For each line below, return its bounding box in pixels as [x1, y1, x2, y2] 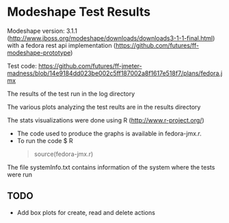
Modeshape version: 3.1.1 [7, 27, 77, 35]
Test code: [7, 62, 38, 70]
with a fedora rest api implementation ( [7, 41, 116, 49]
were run [7, 170, 33, 179]
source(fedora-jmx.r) [33, 150, 94, 158]
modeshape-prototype [7, 49, 71, 57]
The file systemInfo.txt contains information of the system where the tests [7, 163, 215, 171]
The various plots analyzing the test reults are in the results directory [7, 103, 201, 111]
